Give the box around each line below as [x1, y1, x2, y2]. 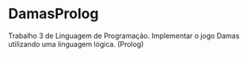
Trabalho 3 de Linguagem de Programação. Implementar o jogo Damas [8, 31, 240, 40]
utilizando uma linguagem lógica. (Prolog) [8, 39, 144, 48]
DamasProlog [8, 5, 99, 23]
